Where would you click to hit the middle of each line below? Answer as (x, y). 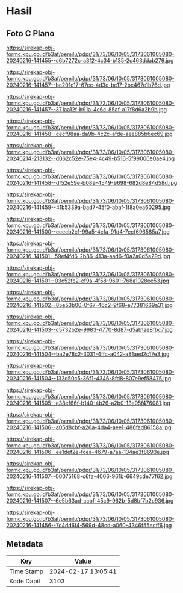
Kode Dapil (25, 581)
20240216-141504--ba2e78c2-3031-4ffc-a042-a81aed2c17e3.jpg (88, 354)
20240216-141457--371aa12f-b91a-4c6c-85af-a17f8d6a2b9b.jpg (87, 109)
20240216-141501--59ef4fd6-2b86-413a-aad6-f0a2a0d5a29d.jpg (88, 256)
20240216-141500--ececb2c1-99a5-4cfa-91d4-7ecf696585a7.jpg (88, 232)
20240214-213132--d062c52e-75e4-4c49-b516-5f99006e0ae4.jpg (91, 158)
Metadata (25, 544)
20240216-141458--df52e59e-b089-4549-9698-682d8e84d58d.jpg (92, 183)
